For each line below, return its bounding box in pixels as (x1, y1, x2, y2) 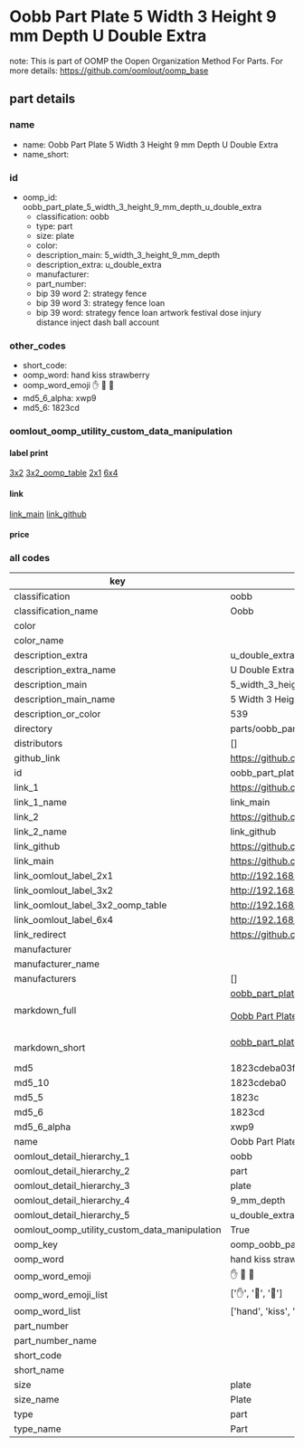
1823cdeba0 (230, 1077, 287, 1090)
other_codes (9, 339, 66, 352)
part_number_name (14, 1335, 97, 1347)
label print (9, 447, 49, 458)
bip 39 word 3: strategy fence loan (35, 297, 166, 309)
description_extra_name (14, 663, 116, 676)
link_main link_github (9, 509, 88, 519)
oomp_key (14, 1238, 59, 1251)
